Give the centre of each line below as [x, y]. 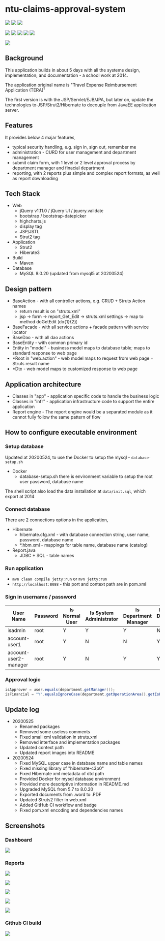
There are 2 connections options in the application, [57, 520]
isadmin [17, 630]
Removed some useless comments [55, 732]
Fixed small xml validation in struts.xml [58, 737]
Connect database [27, 509]
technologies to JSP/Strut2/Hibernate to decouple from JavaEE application [81, 105]
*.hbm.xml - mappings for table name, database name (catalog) [84, 545]
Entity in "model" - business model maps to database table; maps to [81, 348]
